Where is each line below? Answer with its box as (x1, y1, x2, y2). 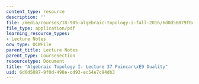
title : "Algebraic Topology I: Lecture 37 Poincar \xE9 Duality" (6, 63, 168, 70)
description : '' (6, 14, 46, 20)
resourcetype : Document (6, 58, 65, 64)
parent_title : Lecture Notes (6, 47, 78, 53)
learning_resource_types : (6, 31, 70, 37)
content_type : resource (6, 8, 65, 15)
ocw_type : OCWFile (6, 42, 52, 48)
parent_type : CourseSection (6, 53, 76, 59)
